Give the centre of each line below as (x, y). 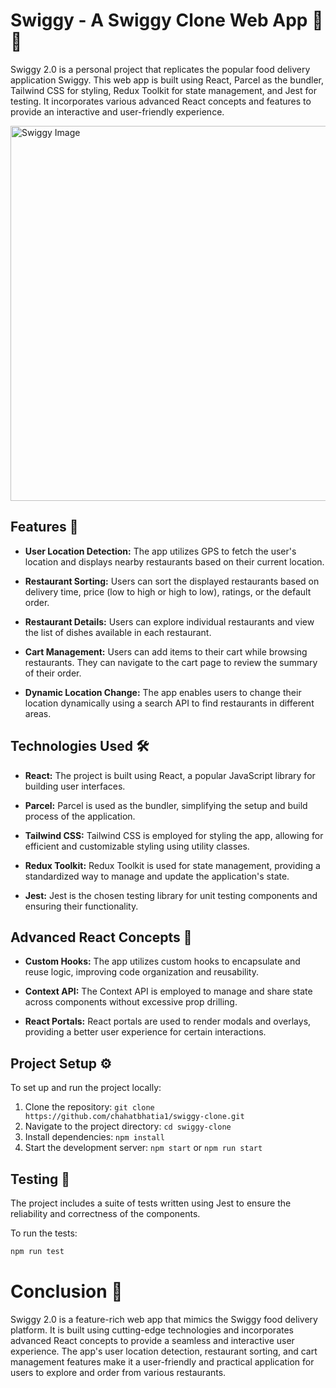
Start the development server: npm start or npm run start (143, 1148)
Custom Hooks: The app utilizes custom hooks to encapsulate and (162, 961)
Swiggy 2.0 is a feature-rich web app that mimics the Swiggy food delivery (164, 1319)
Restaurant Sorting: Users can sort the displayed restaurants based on (172, 581)
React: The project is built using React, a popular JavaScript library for (170, 775)
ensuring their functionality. (81, 906)
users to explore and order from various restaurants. (118, 1372)
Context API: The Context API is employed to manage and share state (168, 991)
